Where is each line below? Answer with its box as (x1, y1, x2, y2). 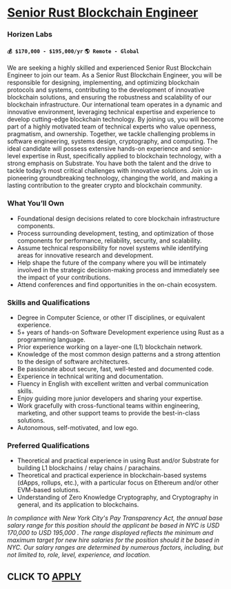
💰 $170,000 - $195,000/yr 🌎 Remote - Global (7, 48, 139, 55)
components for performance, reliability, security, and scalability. (17, 236, 202, 245)
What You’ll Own (7, 198, 64, 208)
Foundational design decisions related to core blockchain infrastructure (17, 214, 220, 223)
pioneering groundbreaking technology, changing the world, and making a (7, 174, 219, 183)
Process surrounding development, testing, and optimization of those (17, 229, 214, 237)
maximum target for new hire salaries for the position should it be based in (7, 536, 219, 544)
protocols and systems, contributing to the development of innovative (7, 86, 205, 94)
